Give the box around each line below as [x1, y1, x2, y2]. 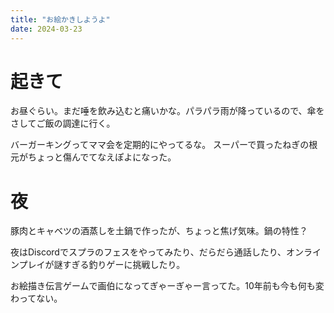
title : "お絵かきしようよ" [10, 14, 111, 25]
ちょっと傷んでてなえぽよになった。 [27, 151, 177, 163]
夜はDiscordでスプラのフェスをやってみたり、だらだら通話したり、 [10, 246, 287, 258]
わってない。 [10, 292, 63, 305]
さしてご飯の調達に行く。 [10, 117, 116, 130]
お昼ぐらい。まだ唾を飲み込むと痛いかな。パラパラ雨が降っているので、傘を [10, 105, 325, 117]
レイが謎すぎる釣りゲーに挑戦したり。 [27, 259, 186, 271]
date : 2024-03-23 [10, 24, 83, 34]
